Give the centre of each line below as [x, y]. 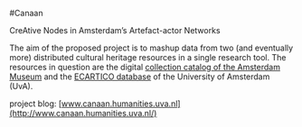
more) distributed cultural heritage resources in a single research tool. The [148, 57]
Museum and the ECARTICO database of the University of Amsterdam [140, 77]
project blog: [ [36, 104]
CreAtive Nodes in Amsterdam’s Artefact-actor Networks [115, 30]
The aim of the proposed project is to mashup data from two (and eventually [151, 48]
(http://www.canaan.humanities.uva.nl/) [83, 113]
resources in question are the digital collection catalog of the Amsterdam [145, 67]
